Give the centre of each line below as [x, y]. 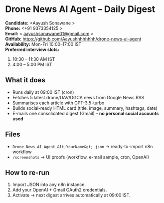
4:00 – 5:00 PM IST [32, 64]
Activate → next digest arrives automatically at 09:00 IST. [71, 195]
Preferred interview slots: [32, 49]
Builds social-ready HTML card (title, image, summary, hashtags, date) [85, 108]
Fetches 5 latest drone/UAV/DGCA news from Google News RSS [78, 97]
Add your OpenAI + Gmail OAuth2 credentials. [60, 190]
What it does [25, 80]
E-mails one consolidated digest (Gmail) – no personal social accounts [85, 113]
